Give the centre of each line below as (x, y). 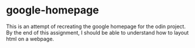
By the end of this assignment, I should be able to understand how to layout (97, 32)
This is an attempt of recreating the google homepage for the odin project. (96, 26)
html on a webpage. (30, 39)
